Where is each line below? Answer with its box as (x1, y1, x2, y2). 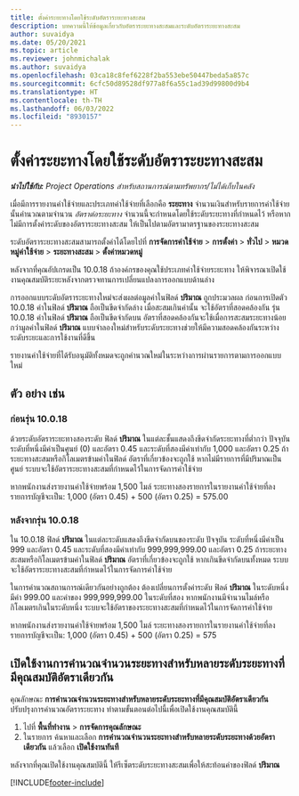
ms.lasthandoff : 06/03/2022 (10, 104, 115, 113)
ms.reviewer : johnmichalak (10, 54, 110, 63)
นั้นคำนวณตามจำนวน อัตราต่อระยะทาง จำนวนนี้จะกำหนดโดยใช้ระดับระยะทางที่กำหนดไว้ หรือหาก (10, 208, 291, 219)
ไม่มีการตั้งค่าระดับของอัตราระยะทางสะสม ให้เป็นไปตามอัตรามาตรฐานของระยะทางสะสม (10, 219, 259, 230)
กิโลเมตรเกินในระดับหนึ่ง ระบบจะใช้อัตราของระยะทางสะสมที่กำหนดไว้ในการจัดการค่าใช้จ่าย (10, 602, 273, 613)
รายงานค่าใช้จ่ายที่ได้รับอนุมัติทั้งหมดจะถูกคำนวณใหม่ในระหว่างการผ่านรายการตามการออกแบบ (10, 350, 281, 361)
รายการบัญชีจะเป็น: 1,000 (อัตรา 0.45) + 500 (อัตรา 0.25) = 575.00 (10, 491, 229, 501)
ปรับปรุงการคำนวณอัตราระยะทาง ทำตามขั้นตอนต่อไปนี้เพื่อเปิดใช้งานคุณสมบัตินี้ (10, 703, 238, 714)
